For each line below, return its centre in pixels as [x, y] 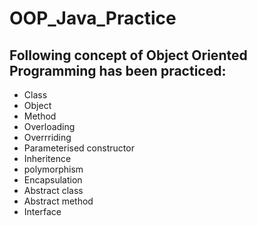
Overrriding [47, 137]
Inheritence [47, 158]
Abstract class [53, 190]
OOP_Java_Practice [93, 18]
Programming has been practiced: [118, 70]
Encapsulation [53, 180]
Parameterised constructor [79, 148]
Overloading [49, 126]
